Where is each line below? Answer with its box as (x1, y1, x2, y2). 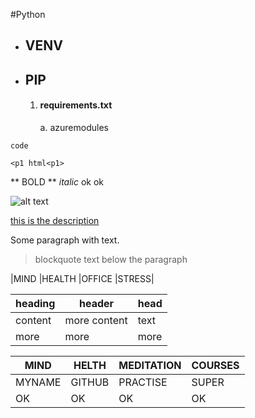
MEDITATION (118, 358, 182, 372)
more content (64, 313, 128, 327)
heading (15, 296, 56, 310)
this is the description (10, 214, 100, 226)
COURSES (191, 358, 240, 372)
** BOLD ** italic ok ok (10, 175, 105, 188)
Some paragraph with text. (10, 234, 120, 246)
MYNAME (15, 375, 62, 389)
